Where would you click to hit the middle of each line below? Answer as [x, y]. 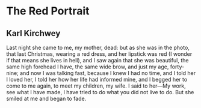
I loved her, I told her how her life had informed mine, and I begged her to [97, 79]
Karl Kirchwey [33, 33]
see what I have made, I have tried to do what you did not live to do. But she [100, 92]
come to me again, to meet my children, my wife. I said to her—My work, [96, 86]
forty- [177, 67]
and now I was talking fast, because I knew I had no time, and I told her [108, 73]
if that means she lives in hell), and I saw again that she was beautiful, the [97, 60]
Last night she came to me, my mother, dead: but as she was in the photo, [98, 47]
